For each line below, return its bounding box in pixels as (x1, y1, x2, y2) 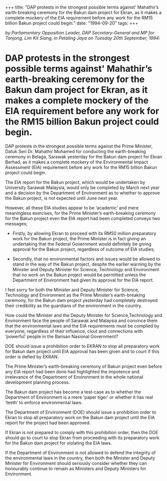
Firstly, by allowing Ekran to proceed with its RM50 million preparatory (12, 230, 157, 236)
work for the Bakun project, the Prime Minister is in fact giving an (12, 235, 146, 241)
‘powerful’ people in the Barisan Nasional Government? (5, 333, 119, 339)
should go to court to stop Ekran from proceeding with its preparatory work (5, 435, 160, 441)
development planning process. (5, 379, 70, 385)
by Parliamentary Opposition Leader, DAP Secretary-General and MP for (5, 30, 155, 35)
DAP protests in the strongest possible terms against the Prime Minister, (5, 143, 153, 149)
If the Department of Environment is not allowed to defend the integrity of (5, 450, 156, 456)
